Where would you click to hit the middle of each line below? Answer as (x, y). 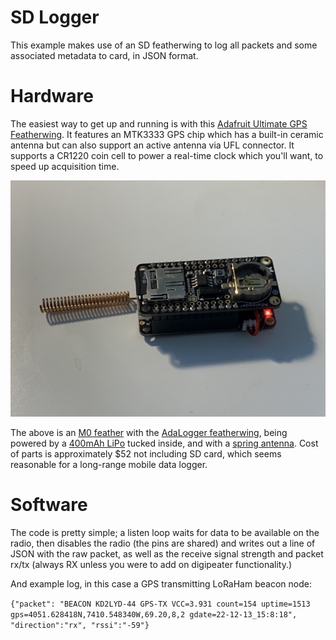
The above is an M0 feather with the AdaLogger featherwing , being (149, 432)
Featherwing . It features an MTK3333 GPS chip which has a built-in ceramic (167, 134)
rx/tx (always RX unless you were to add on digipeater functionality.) (151, 564)
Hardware (52, 96)
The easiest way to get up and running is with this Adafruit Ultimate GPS (159, 123)
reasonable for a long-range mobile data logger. (109, 464)
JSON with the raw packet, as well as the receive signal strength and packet (167, 553)
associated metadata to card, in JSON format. (104, 55)
